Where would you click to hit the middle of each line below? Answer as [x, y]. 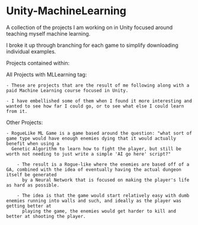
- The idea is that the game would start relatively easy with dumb [103, 195]
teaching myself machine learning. [48, 33]
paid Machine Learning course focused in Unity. [67, 90]
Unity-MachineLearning [66, 11]
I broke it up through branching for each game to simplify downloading [92, 45]
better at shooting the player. [46, 216]
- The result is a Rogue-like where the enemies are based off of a [103, 164]
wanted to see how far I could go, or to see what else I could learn [95, 106]
